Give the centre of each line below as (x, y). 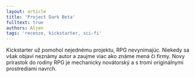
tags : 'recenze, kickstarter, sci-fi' (54, 33)
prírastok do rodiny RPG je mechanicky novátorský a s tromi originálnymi (95, 63)
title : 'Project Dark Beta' (41, 17)
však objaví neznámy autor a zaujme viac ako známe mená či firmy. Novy (95, 56)
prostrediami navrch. (31, 69)
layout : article (26, 11)
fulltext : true (25, 22)
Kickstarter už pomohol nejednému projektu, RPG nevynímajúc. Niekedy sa (98, 50)
